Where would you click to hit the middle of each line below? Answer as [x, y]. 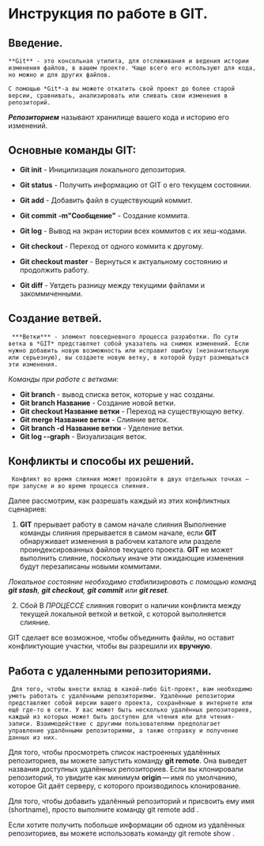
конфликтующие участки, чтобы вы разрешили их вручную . [110, 646]
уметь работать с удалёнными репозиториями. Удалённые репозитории [122, 697]
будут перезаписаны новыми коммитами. [91, 567]
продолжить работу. [54, 270]
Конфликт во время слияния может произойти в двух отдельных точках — [130, 479]
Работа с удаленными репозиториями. [110, 671]
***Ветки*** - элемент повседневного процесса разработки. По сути [125, 337]
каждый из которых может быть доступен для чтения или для [107, 717]
